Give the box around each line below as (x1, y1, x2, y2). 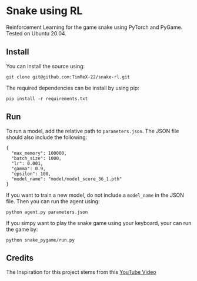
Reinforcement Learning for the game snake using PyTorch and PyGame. (6, 24, 183, 31)
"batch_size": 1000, (11, 155, 62, 161)
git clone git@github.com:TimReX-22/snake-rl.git (6, 74, 131, 80)
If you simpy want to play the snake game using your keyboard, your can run (6, 219, 192, 226)
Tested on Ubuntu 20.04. (6, 29, 66, 37)
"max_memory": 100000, (11, 150, 67, 156)
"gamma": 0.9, (11, 166, 46, 171)
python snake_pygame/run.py (6, 237, 75, 243)
